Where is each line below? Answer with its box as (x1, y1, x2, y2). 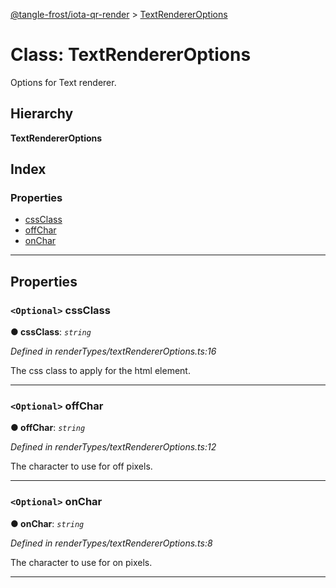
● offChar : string (10, 422, 86, 434)
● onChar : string (10, 517, 85, 529)
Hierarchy (10, 105, 74, 123)
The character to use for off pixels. (10, 460, 153, 473)
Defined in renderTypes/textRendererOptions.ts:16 (10, 345, 217, 358)
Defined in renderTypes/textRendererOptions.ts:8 (10, 537, 213, 549)
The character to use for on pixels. (10, 556, 153, 568)
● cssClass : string (10, 326, 92, 338)
